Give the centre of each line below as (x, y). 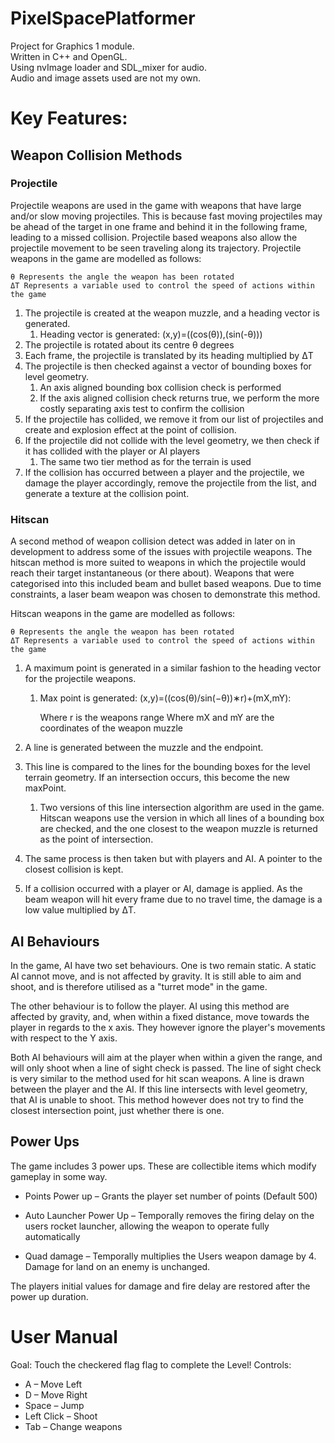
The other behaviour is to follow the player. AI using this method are (150, 1006)
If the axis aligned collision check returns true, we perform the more (179, 398)
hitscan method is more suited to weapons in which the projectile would (158, 563)
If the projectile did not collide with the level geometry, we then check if (172, 440)
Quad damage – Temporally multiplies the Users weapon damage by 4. (170, 1256)
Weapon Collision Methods (96, 155)
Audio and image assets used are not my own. (105, 78)
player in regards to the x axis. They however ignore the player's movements (168, 1027)
